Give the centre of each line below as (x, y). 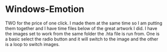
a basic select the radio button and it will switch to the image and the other (82, 39)
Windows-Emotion (45, 9)
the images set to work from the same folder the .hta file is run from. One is (82, 33)
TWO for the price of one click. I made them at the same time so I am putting (84, 23)
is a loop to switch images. (32, 44)
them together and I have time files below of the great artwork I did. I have (81, 28)
